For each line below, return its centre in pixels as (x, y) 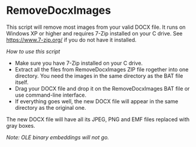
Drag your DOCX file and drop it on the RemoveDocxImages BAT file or (102, 88)
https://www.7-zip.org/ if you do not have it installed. (71, 40)
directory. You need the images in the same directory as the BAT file (99, 76)
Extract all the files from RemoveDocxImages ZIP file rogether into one (102, 69)
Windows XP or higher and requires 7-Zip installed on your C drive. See (94, 33)
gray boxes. (21, 125)
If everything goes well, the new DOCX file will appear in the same (97, 101)
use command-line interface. (51, 95)
